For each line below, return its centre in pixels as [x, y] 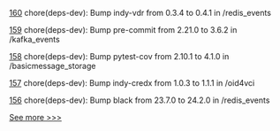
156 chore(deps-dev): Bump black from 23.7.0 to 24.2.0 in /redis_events [140, 100]
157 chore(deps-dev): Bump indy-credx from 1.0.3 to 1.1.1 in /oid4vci [132, 83]
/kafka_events [34, 39]
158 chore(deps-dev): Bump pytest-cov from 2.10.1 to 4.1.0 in [119, 56]
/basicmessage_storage [53, 66]
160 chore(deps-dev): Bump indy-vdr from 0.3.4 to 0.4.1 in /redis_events [140, 13]
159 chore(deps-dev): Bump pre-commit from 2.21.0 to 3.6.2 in [123, 30]
